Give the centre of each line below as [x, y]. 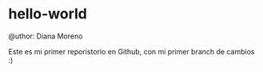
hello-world [48, 14]
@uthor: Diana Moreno [46, 36]
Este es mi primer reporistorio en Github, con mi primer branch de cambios [131, 51]
